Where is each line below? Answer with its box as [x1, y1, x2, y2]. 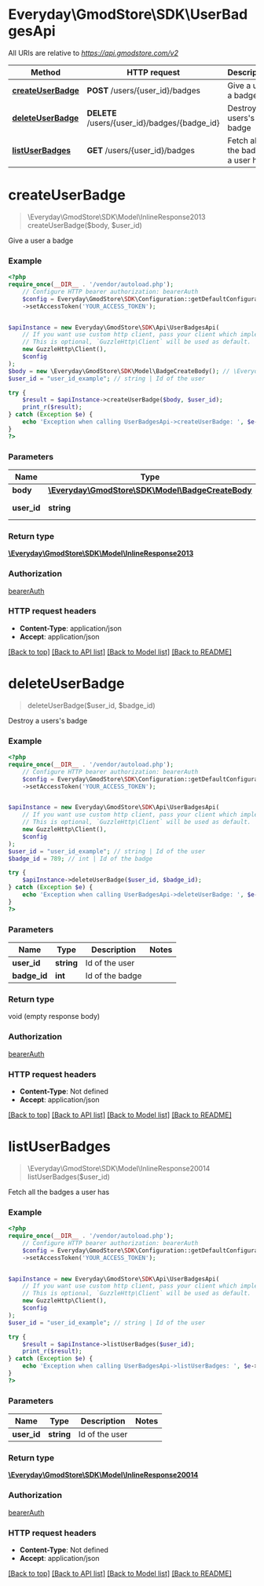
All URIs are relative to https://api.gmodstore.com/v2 [8, 48, 179, 57]
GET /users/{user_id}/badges [86, 145, 195, 156]
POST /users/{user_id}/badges [86, 85, 200, 96]
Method [31, 67, 61, 78]
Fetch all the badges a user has [8, 1187, 110, 1196]
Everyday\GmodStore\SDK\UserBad [8, 5, 248, 24]
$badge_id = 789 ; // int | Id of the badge [8, 855, 153, 863]
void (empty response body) [8, 1012, 101, 1021]
